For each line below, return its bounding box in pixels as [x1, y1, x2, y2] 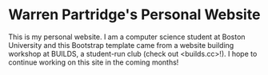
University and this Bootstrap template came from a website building [8, 40, 234, 49]
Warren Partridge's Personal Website [8, 6, 261, 24]
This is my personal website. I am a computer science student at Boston [8, 32, 246, 41]
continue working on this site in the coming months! [8, 57, 179, 67]
